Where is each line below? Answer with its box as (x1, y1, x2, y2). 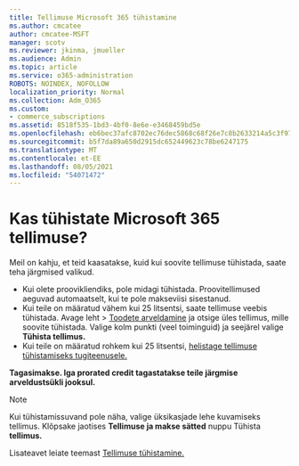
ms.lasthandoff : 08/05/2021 (9, 162, 114, 171)
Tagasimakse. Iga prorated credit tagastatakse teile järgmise (9, 367, 238, 379)
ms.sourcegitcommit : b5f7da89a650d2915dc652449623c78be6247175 (9, 137, 249, 146)
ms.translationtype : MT (9, 145, 98, 154)
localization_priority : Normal (9, 87, 125, 96)
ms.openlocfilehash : (9, 129, 86, 138)
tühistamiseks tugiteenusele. (21, 350, 127, 361)
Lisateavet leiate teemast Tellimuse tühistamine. (9, 447, 185, 459)
